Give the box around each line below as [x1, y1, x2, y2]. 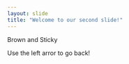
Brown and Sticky [7, 35, 58, 43]
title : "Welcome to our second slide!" [7, 17, 123, 23]
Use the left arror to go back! [7, 49, 91, 57]
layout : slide [7, 10, 49, 17]
